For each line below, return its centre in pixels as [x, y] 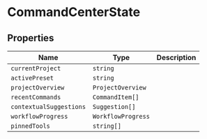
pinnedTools [31, 126]
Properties [31, 38]
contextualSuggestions [48, 107]
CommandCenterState [74, 12]
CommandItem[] [116, 97]
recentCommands [36, 97]
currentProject [36, 68]
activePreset [32, 78]
